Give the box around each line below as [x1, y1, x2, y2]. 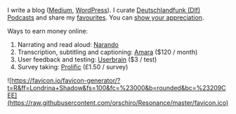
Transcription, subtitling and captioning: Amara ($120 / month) [17, 48, 198, 56]
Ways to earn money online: [7, 27, 88, 35]
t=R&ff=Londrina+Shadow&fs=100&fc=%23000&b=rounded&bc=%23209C [7, 84, 226, 92]
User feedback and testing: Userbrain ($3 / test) [17, 55, 157, 64]
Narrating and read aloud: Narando [17, 41, 119, 48]
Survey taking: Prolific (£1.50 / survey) [17, 63, 129, 71]
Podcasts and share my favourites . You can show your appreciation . [7, 13, 204, 22]
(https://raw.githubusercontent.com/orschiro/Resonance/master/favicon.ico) [7, 99, 229, 107]
